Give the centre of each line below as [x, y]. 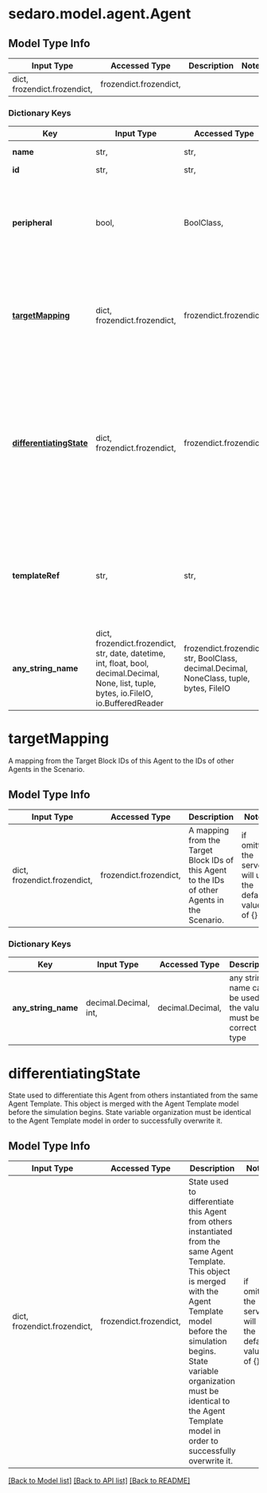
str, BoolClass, [211, 659]
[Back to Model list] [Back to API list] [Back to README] [99, 1481]
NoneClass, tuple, [217, 679]
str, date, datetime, [130, 653]
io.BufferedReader [130, 703]
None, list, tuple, [126, 683]
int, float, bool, [122, 664]
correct [243, 1028]
